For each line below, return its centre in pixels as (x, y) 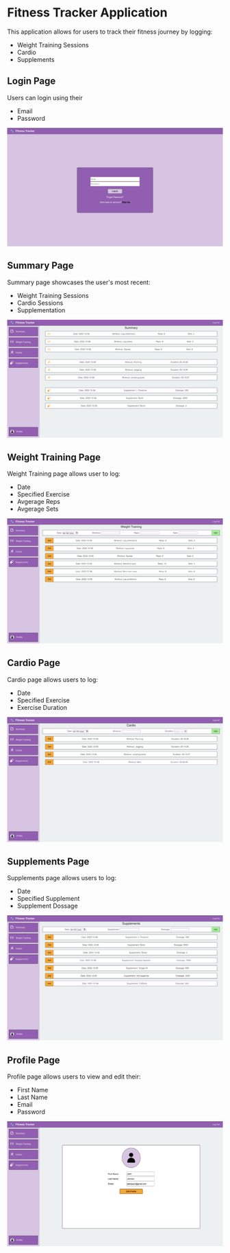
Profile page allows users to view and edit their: (74, 1077)
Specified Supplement (48, 899)
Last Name (32, 1097)
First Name (33, 1090)
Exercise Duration (42, 707)
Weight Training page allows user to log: (64, 474)
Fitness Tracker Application (87, 13)
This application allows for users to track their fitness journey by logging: (110, 32)
